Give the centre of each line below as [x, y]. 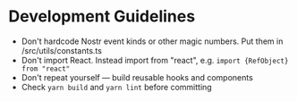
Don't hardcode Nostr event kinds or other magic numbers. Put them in [152, 41]
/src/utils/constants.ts [61, 50]
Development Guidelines [102, 17]
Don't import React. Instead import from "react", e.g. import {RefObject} [155, 60]
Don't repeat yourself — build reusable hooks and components [137, 77]
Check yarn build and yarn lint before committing [116, 87]
